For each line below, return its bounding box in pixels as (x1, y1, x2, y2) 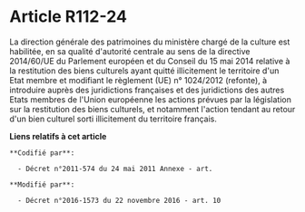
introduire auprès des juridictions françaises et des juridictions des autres (9, 84, 285, 95)
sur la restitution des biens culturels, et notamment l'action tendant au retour (9, 103, 296, 114)
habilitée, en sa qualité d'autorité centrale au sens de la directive (9, 45, 251, 56)
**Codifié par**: (9, 148, 75, 158)
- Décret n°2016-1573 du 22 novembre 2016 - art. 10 (17, 196, 221, 205)
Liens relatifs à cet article (9, 130, 107, 141)
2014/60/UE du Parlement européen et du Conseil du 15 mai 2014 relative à (9, 55, 290, 66)
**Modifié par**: (9, 179, 75, 189)
